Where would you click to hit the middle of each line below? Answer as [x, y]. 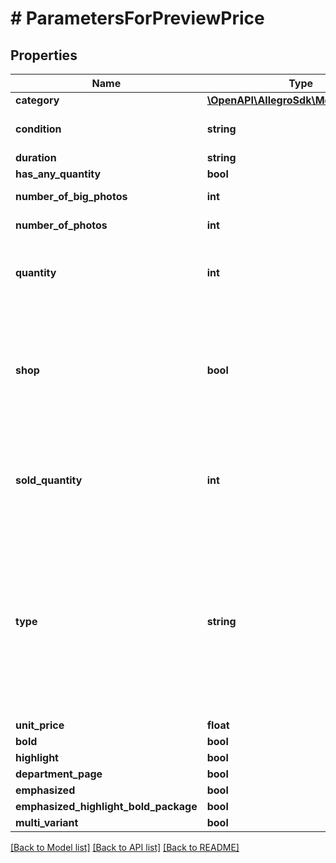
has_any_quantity [58, 174]
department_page [59, 774]
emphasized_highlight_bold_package [106, 806]
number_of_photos [61, 225]
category [37, 100]
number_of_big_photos [71, 196]
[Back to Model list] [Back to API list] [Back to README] [125, 847]
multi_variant [47, 822]
